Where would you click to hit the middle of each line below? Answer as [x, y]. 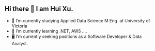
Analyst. [20, 43]
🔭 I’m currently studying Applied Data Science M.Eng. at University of [81, 20]
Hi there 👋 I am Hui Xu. [39, 9]
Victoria [19, 26]
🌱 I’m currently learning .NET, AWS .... [49, 31]
